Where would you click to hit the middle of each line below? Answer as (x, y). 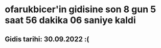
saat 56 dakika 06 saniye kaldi (70, 20)
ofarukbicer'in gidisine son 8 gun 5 (80, 9)
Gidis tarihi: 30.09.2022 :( (47, 39)
